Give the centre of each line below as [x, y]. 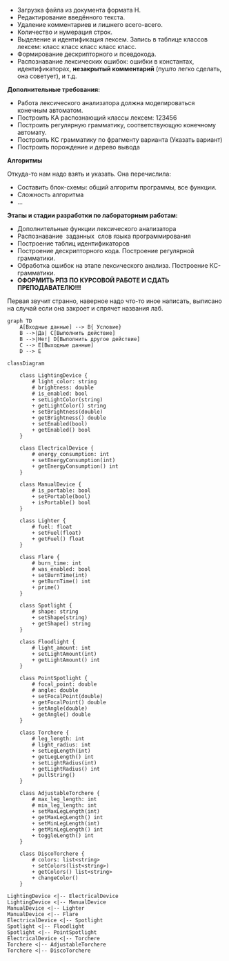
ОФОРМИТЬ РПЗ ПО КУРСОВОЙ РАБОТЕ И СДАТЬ [93, 280]
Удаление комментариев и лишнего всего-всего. [90, 25]
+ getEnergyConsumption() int [75, 466]
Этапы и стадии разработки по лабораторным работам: [92, 215]
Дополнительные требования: [54, 90]
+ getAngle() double [61, 715]
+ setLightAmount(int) [64, 654]
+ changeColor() [55, 878]
